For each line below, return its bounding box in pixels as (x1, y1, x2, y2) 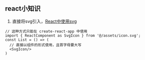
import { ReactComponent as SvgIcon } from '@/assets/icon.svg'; (5, 33, 141, 38)
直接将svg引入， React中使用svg (12, 18, 77, 24)
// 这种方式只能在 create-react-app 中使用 (5, 29, 88, 34)
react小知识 (5, 4, 41, 13)
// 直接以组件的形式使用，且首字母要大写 (9, 43, 82, 47)
